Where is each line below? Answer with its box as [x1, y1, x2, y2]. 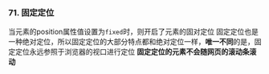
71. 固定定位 [8, 6, 55, 18]
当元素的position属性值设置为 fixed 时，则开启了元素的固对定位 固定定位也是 [8, 27, 259, 37]
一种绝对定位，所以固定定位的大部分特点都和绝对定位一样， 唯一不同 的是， [8, 37, 255, 47]
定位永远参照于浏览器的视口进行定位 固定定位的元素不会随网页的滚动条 [14, 47, 250, 57]
